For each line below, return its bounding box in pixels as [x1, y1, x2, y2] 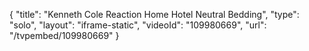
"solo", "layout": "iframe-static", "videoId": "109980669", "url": [9, 19, 267, 31]
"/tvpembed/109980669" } [9, 30, 120, 41]
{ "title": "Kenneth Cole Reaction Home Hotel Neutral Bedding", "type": [9, 9, 300, 20]
